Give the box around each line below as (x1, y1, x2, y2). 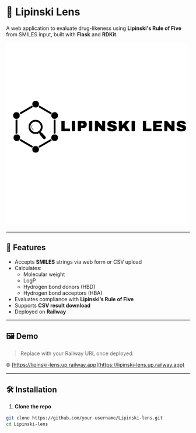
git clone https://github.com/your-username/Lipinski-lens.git (6, 415, 163, 421)
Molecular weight (23, 271, 65, 278)
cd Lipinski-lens (6, 421, 48, 427)
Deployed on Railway (14, 308, 66, 315)
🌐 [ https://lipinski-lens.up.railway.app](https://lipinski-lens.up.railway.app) (6, 361, 185, 368)
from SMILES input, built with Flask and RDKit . (6, 30, 118, 37)
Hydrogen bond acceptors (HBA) (23, 289, 103, 296)
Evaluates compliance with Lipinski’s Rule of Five (14, 295, 134, 302)
